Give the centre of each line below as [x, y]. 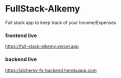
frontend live [21, 35]
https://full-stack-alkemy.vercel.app [42, 46]
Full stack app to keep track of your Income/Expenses [61, 22]
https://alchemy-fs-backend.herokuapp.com [51, 70]
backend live [21, 59]
